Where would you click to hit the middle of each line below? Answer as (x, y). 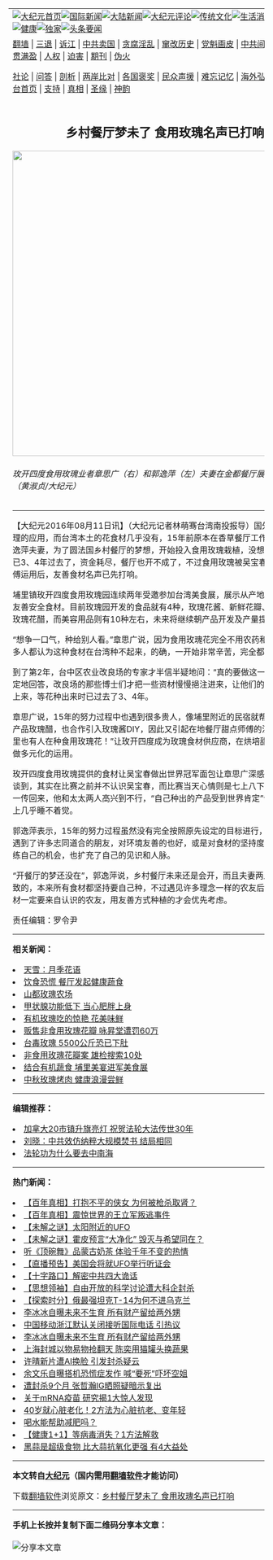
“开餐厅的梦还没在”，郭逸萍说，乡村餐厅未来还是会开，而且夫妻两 (138, 876)
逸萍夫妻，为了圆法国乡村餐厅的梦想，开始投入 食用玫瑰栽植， (131, 550)
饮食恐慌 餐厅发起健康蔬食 (74, 982)
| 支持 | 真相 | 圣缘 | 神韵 (85, 89)
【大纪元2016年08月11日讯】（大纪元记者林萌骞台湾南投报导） (133, 526)
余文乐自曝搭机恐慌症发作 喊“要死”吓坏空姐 (106, 1374)
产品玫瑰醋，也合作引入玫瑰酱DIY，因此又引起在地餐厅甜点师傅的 (137, 729)
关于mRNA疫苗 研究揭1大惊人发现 (89, 1398)
